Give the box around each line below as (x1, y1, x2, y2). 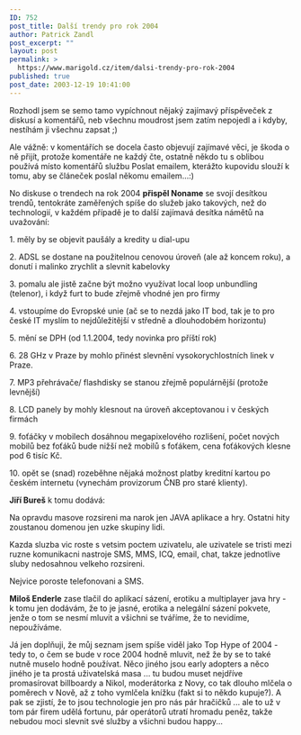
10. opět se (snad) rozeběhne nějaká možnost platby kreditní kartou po (9, 467, 271, 478)
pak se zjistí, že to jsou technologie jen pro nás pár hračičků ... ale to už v (9, 696, 281, 707)
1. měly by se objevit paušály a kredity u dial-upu (9, 233, 190, 244)
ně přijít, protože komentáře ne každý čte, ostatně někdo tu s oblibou (9, 150, 264, 162)
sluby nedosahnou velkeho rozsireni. (9, 558, 146, 568)
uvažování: (9, 216, 49, 227)
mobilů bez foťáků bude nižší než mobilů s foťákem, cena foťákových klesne (9, 440, 291, 451)
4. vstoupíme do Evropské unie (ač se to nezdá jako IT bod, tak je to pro (9, 305, 276, 316)
